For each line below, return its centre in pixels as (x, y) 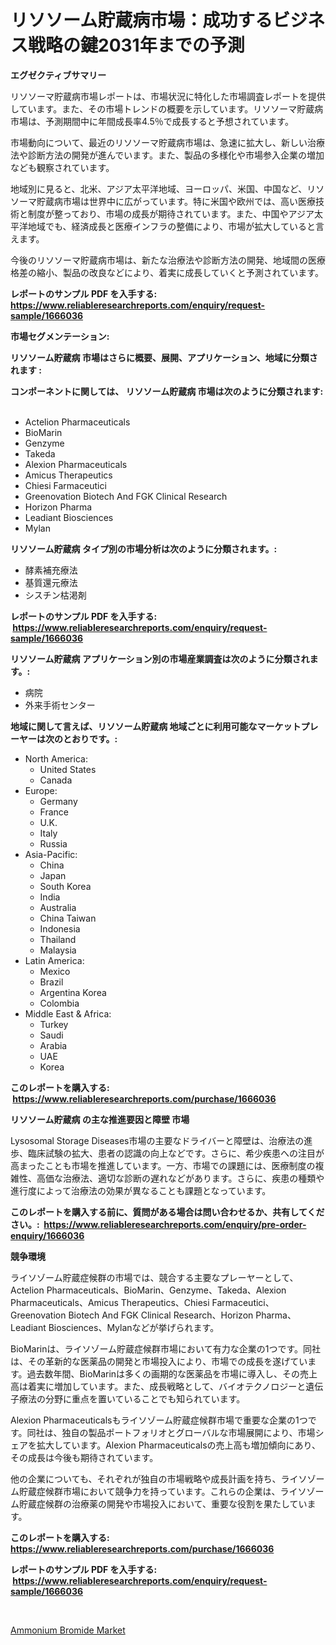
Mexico (55, 971)
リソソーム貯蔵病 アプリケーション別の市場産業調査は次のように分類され (160, 658)
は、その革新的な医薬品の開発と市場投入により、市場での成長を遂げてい (159, 1361)
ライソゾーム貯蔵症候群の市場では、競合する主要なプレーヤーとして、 (154, 1277)
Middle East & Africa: (68, 1013)
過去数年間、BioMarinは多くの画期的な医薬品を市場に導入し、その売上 (172, 1373)
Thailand (58, 939)
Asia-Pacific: (51, 854)
